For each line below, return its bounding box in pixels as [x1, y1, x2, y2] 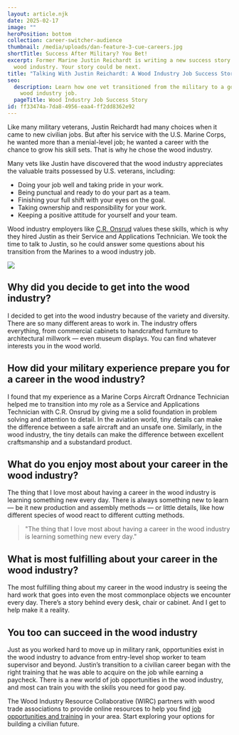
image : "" [7, 24, 37, 31]
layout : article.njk [7, 10, 69, 18]
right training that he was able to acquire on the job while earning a [7, 667, 204, 677]
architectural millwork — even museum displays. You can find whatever [7, 334, 217, 343]
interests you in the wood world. [7, 341, 102, 350]
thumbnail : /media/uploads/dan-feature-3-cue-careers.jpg [7, 43, 183, 51]
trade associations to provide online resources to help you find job [7, 704, 201, 713]
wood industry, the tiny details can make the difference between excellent [7, 430, 224, 439]
